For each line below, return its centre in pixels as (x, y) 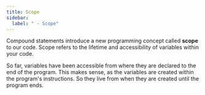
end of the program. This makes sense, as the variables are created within (100, 72)
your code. (20, 54)
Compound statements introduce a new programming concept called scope (102, 41)
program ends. (25, 85)
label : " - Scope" (36, 23)
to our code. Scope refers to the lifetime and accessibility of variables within (103, 47)
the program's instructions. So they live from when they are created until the (103, 79)
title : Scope (23, 12)
